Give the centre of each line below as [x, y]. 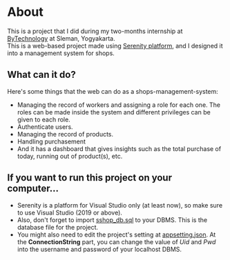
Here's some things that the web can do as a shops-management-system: [113, 91]
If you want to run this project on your [90, 178]
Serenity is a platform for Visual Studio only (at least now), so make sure [120, 205]
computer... [33, 189]
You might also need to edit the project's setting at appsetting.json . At [116, 234]
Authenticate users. [45, 127]
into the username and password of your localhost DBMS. [99, 249]
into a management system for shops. [61, 53]
